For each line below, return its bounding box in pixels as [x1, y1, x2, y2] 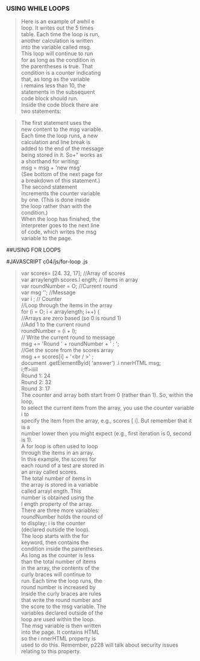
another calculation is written [20, 37, 93, 45]
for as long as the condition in [20, 56, 95, 64]
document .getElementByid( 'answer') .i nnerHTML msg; [20, 359, 161, 367]
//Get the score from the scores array [20, 347, 114, 354]
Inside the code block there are [20, 101, 99, 109]
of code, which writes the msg [20, 228, 97, 236]
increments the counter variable [20, 190, 101, 197]
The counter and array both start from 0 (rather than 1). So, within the [20, 391, 193, 399]
